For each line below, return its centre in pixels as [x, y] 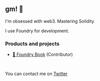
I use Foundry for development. [37, 31]
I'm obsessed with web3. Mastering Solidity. [50, 21]
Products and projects [32, 44]
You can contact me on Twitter [36, 74]
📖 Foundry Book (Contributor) [43, 55]
